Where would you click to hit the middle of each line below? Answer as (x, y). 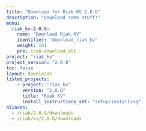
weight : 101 (32, 46)
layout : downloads (29, 74)
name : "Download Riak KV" (50, 34)
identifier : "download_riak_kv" (57, 40)
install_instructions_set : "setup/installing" (81, 101)
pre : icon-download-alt (47, 51)
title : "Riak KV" (44, 96)
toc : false (20, 68)
